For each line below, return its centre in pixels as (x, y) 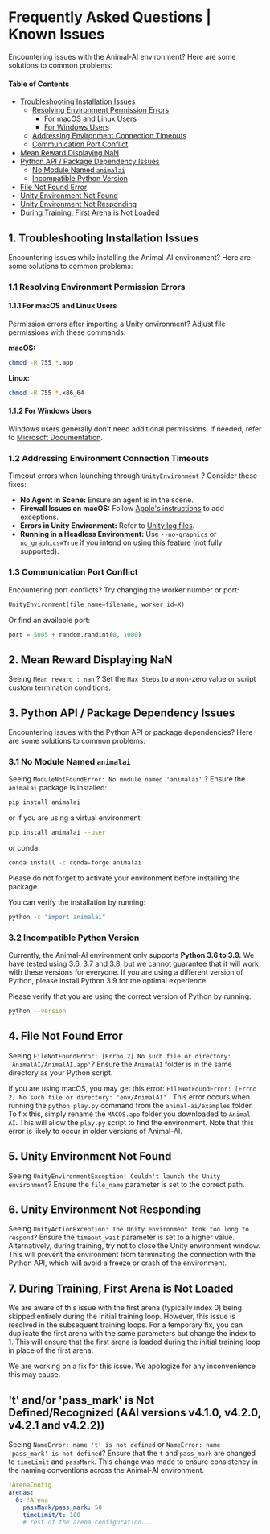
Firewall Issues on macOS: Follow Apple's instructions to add (122, 509)
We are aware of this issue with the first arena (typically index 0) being (125, 1308)
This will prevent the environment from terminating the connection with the (132, 1255)
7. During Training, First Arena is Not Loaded (121, 1288)
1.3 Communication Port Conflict (73, 572)
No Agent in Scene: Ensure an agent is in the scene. (107, 500)
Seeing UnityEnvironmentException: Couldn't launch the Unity (115, 1176)
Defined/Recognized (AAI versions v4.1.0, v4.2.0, (135, 1412)
